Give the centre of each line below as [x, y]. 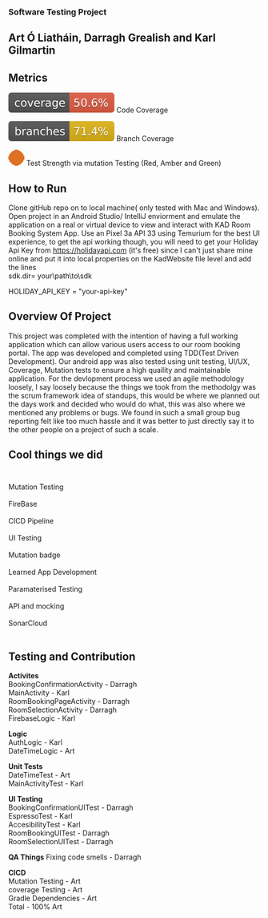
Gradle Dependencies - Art [53, 898]
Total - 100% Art [35, 907]
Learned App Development [53, 572]
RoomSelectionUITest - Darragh [61, 842]
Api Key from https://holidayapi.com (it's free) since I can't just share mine [131, 250]
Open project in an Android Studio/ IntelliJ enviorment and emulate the [124, 216]
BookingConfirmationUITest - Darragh [71, 807]
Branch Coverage [145, 139]
